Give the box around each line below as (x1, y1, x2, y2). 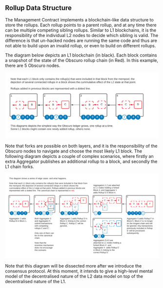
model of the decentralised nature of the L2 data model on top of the (5, 273, 143, 279)
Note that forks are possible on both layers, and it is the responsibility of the (5, 143, 158, 149)
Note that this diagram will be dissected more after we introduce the (5, 263, 142, 269)
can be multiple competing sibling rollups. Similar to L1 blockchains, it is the (5, 27, 157, 33)
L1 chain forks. (5, 163, 34, 170)
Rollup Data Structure (5, 4, 72, 12)
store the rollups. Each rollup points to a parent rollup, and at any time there (5, 22, 157, 28)
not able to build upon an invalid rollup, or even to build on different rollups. (5, 42, 156, 48)
